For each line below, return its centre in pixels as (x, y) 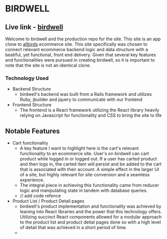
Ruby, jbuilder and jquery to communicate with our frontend (81, 99)
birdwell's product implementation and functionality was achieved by (90, 206)
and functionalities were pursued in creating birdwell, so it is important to (80, 60)
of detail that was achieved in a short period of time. (73, 228)
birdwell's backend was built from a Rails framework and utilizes (86, 94)
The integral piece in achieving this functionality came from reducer (89, 185)
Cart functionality (30, 143)
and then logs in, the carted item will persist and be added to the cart (91, 164)
